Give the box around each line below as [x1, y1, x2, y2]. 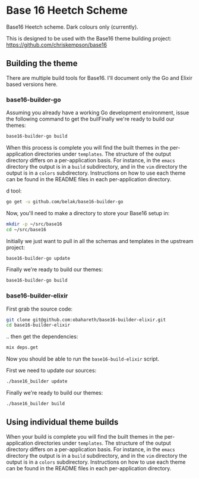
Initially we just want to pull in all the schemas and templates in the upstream [6, 237, 194, 244]
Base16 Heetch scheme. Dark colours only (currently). [6, 23, 138, 30]
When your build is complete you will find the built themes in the [6, 433, 163, 440]
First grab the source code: [6, 305, 73, 312]
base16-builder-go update [6, 255, 70, 261]
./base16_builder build [6, 401, 65, 407]
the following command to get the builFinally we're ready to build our [6, 116, 175, 123]
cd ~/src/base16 [6, 226, 46, 232]
